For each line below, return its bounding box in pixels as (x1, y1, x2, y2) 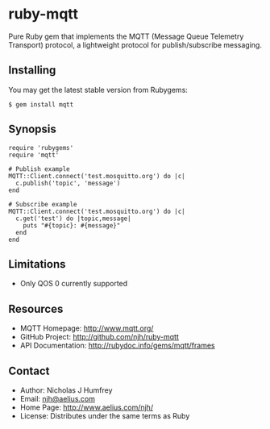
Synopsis (8, 123, 56, 136)
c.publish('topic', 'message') (15, 179, 121, 187)
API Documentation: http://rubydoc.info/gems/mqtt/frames (19, 340, 215, 351)
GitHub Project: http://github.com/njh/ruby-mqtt (19, 332, 180, 342)
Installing (8, 64, 56, 77)
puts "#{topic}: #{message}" (23, 221, 121, 230)
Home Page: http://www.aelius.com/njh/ (19, 402, 154, 412)
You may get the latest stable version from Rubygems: (8, 85, 188, 94)
